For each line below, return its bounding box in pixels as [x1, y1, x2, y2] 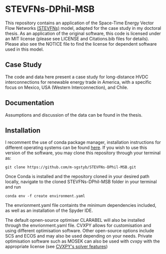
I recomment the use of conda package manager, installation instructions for [5, 139, 161, 145]
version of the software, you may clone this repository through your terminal [5, 150, 161, 156]
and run [5, 184, 21, 190]
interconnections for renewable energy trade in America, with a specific [5, 79, 152, 85]
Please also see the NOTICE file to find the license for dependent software [5, 41, 157, 47]
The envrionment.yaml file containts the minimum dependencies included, [5, 202, 157, 208]
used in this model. [5, 46, 44, 52]
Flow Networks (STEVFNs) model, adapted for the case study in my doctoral [5, 25, 162, 31]
